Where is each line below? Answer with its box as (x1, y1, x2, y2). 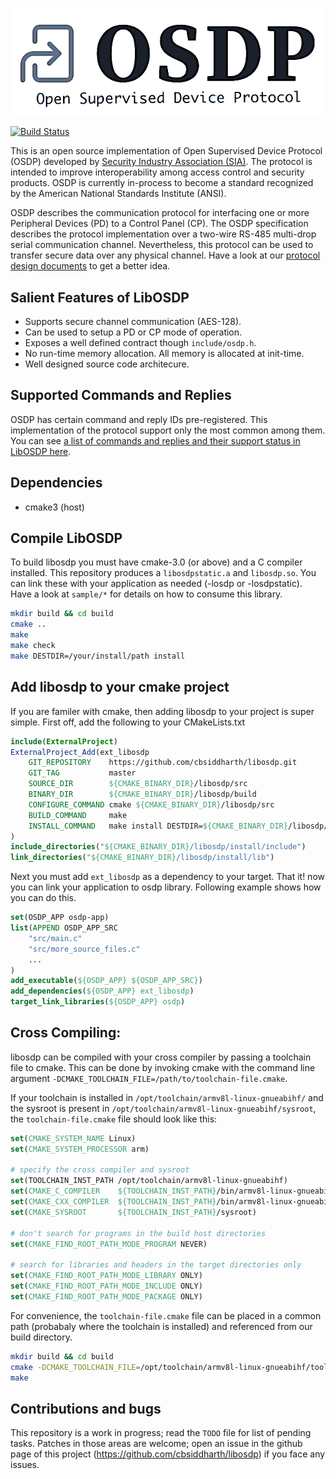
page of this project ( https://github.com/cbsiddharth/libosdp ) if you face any (10, 1448, 326, 1460)
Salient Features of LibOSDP (10, 289, 190, 306)
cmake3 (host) (24, 501, 85, 513)
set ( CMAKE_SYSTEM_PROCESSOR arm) (10, 1144, 150, 1154)
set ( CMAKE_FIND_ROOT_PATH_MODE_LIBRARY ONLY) (10, 1271, 203, 1281)
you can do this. (10, 892, 77, 904)
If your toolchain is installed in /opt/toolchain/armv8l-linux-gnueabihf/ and (10, 1091, 324, 1103)
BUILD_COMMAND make (28, 810, 128, 820)
